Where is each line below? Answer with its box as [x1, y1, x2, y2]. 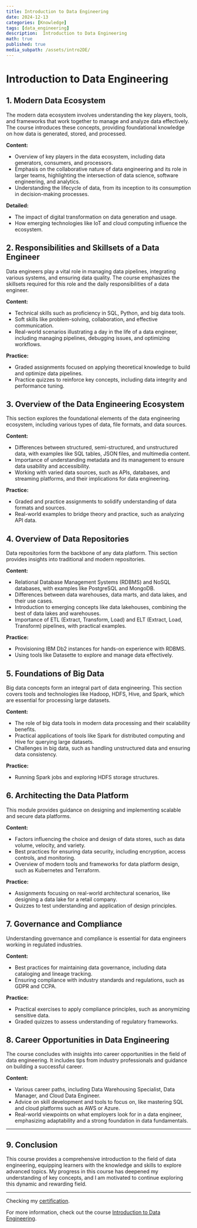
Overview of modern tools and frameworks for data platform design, [14, 860, 180, 868]
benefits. [14, 726, 36, 733]
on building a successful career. [6, 1063, 83, 1070]
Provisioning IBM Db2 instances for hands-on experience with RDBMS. [14, 646, 186, 653]
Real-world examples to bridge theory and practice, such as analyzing [14, 511, 185, 518]
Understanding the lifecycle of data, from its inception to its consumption [14, 184, 192, 191]
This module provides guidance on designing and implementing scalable [6, 806, 181, 813]
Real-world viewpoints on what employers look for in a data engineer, [14, 1111, 183, 1118]
